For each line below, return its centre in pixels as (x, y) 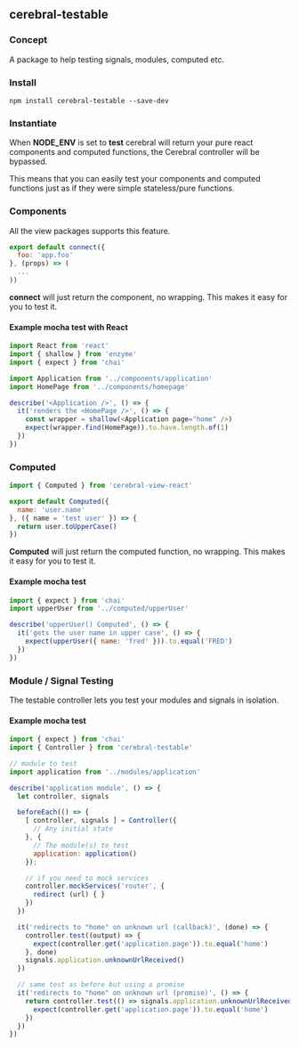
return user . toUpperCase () (67, 526)
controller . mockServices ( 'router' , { (95, 886)
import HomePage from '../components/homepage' (99, 386)
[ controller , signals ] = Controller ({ (101, 821)
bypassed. (28, 162)
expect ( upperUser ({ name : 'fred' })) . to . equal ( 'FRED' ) (129, 641)
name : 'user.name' (52, 510)
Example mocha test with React (69, 327)
